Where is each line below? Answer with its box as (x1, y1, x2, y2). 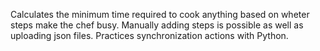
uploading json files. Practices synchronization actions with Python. (10, 30, 289, 41)
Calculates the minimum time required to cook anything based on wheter (10, 9, 310, 20)
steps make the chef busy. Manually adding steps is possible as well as (10, 19, 304, 31)
